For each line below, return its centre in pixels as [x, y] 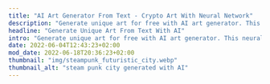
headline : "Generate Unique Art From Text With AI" [96, 30]
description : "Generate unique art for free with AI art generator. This [135, 23]
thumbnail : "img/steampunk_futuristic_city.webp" [93, 61]
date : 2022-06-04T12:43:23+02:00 [64, 46]
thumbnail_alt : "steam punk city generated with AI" [98, 68]
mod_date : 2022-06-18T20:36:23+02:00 [72, 53]
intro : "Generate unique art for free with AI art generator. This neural [136, 38]
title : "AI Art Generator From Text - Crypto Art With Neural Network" [131, 16]
